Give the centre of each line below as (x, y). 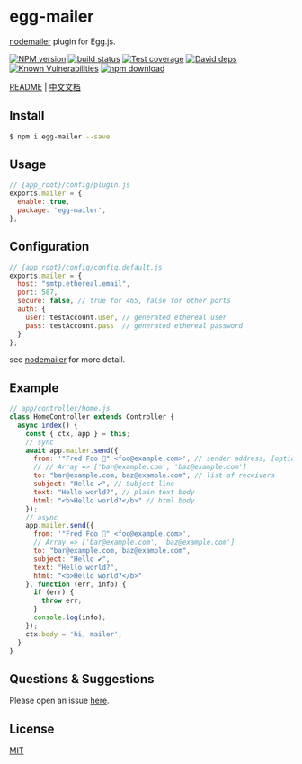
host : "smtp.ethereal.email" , (74, 284)
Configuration (49, 247)
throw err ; (62, 601)
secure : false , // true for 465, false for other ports (124, 301)
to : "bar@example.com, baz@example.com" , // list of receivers (154, 475)
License (32, 728)
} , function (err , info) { (76, 584)
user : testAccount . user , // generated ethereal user (126, 317)
